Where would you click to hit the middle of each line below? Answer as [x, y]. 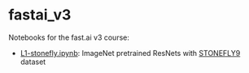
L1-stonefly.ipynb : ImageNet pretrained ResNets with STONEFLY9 [130, 53]
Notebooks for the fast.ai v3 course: [69, 37]
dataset [33, 62]
